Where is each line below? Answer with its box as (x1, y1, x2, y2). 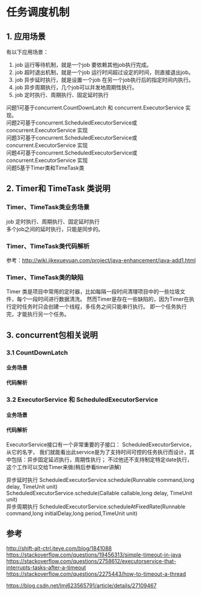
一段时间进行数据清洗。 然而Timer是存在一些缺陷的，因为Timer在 (26, 295, 189, 303)
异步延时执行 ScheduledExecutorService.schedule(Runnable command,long (6, 476, 195, 483)
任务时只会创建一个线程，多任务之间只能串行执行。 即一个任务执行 (22, 303, 187, 310)
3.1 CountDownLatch (6, 348, 68, 357)
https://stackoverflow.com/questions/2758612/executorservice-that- (6, 558, 176, 565)
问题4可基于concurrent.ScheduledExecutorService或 (6, 149, 138, 156)
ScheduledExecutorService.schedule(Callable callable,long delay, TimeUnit (6, 489, 192, 496)
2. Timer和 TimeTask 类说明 (6, 183, 111, 194)
